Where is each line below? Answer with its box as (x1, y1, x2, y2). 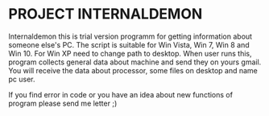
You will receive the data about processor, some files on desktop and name (8, 65, 258, 75)
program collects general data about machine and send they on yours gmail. (8, 57, 262, 67)
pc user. (8, 74, 35, 84)
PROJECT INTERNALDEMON (8, 5, 203, 23)
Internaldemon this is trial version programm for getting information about (8, 31, 252, 41)
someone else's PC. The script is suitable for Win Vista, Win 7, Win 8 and (8, 39, 250, 49)
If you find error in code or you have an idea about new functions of (8, 89, 234, 99)
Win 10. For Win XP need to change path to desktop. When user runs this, (8, 48, 252, 58)
